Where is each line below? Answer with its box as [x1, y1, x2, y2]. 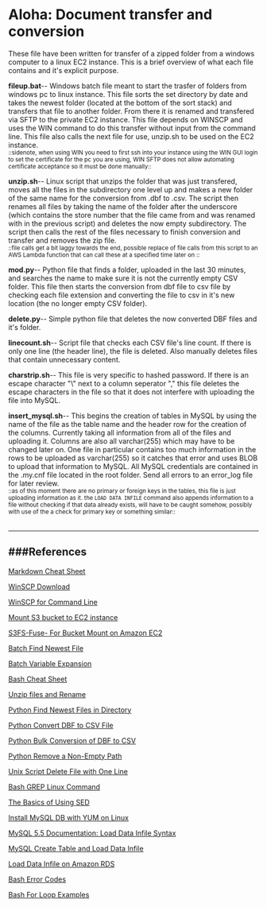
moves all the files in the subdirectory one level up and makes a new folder [8, 184, 253, 194]
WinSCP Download [8, 582, 70, 591]
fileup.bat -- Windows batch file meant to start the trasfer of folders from [8, 81, 247, 91]
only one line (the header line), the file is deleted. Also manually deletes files [8, 346, 258, 355]
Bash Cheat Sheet [8, 674, 68, 684]
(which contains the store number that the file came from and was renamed [8, 210, 256, 219]
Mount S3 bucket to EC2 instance [8, 612, 118, 622]
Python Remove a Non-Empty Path [8, 751, 122, 761]
